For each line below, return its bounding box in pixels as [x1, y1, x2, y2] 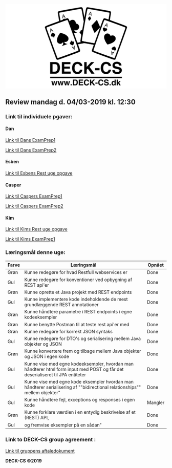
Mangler [146, 399, 165, 406]
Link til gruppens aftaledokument [5, 448, 75, 454]
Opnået [147, 262, 164, 268]
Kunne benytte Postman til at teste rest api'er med [24, 321, 130, 327]
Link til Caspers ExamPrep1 [5, 193, 62, 199]
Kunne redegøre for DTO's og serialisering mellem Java [24, 335, 141, 342]
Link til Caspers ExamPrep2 [5, 203, 63, 209]
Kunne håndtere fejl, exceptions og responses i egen [24, 397, 135, 403]
